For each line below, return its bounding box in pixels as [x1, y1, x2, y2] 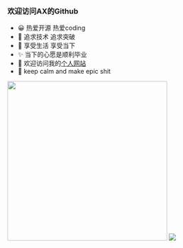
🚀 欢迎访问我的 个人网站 [17, 59, 87, 68]
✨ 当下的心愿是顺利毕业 [17, 50, 87, 59]
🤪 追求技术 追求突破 [17, 33, 76, 41]
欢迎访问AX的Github [7, 6, 79, 16]
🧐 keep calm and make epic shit [17, 67, 111, 76]
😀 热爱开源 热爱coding [17, 23, 86, 33]
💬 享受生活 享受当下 [17, 41, 76, 50]
